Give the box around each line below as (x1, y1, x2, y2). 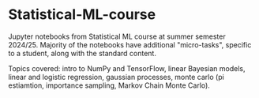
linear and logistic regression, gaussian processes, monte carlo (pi (8, 72, 225, 81)
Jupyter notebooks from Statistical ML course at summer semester (8, 32, 227, 41)
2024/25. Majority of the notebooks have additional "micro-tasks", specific (8, 40, 252, 49)
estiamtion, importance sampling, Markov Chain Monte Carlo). (8, 81, 211, 90)
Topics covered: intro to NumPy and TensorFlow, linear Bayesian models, (8, 63, 246, 73)
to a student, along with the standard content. (8, 48, 156, 58)
